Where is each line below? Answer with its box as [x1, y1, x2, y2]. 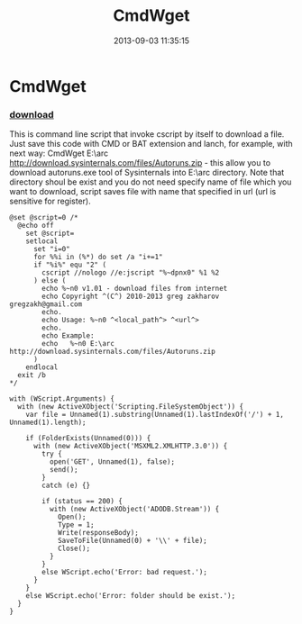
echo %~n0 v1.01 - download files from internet [41, 285, 228, 294]
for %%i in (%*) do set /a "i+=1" [32, 253, 164, 262]
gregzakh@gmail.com [9, 300, 83, 309]
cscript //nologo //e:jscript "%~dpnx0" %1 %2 [41, 268, 220, 277]
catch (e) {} [41, 481, 91, 491]
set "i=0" [32, 245, 70, 254]
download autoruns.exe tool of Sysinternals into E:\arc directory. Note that [9, 167, 285, 178]
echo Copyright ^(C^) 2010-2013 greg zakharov [41, 292, 220, 302]
